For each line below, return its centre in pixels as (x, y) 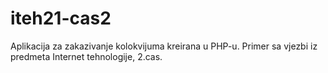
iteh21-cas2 (61, 18)
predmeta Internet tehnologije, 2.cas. (86, 56)
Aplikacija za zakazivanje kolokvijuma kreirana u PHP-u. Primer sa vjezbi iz (164, 46)
